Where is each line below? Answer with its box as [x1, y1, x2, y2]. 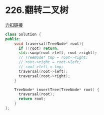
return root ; [18, 97, 46, 102]
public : [5, 36, 21, 41]
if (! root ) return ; [18, 46, 59, 51]
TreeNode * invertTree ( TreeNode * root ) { [14, 87, 99, 92]
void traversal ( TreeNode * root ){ [14, 41, 84, 46]
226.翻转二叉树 [5, 4, 68, 16]
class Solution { [5, 32, 41, 37]
